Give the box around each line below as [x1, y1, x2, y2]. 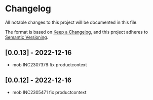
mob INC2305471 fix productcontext [12, 89, 87, 95]
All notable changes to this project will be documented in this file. [5, 19, 138, 25]
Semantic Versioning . [5, 34, 48, 40]
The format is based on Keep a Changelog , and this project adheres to [5, 29, 148, 35]
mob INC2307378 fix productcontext [12, 61, 87, 67]
